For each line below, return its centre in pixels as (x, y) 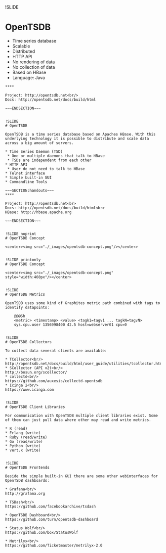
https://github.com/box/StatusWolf (42, 532)
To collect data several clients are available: (56, 351)
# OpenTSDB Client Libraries (35, 407)
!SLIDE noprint (21, 234)
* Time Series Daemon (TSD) (34, 151)
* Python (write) (23, 446)
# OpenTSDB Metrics (25, 294)
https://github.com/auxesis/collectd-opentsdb (54, 381)
